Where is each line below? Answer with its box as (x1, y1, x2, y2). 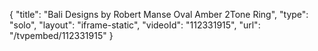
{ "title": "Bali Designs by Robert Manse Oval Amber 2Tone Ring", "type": (9, 9, 309, 20)
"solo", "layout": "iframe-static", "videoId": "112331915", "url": (9, 19, 261, 31)
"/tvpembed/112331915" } (9, 30, 114, 41)
